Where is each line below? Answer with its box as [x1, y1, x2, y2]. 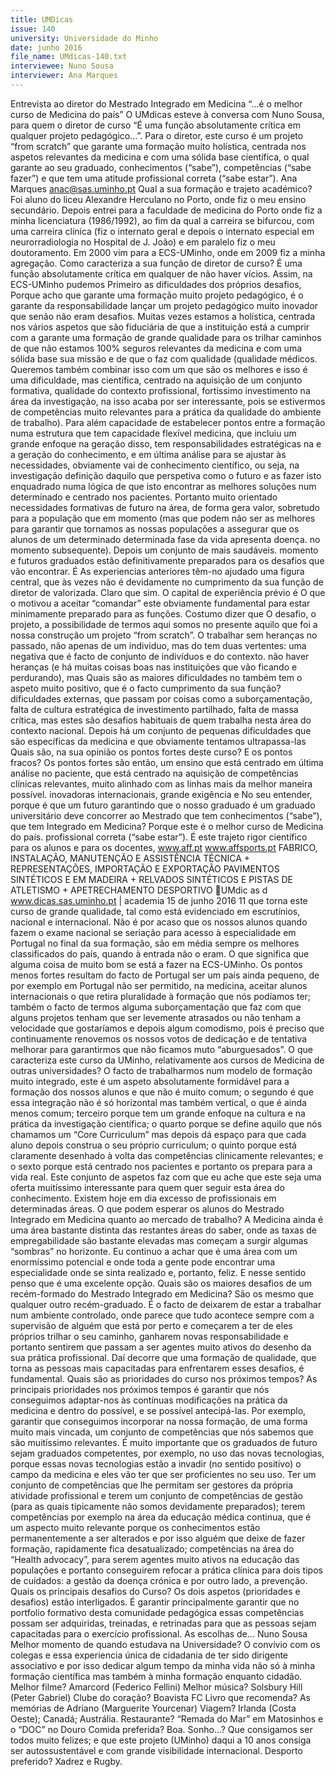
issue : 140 [10, 24, 56, 34]
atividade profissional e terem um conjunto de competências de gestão [10, 1489, 303, 1501]
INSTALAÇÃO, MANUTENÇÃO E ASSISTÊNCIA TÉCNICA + [10, 852, 251, 864]
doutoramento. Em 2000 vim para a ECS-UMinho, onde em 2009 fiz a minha [10, 246, 326, 258]
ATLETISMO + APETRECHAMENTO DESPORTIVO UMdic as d [10, 884, 268, 896]
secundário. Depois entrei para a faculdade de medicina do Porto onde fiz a [10, 204, 323, 216]
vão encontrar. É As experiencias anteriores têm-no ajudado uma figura [10, 565, 305, 577]
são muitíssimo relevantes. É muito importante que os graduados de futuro [10, 1436, 318, 1448]
